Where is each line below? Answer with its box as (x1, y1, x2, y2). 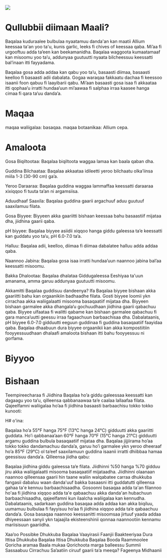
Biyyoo (5, 353, 35, 364)
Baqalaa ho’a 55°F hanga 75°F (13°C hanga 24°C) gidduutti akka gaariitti (5, 427, 154, 433)
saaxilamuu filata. (5, 203, 41, 209)
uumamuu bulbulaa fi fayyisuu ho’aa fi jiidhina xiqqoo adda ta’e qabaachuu (5, 506, 159, 512)
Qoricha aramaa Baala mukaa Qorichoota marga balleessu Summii (5, 542, 141, 548)
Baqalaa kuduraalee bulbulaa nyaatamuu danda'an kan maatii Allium (5, 38, 145, 44)
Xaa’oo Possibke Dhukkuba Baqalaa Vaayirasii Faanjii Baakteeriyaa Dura (5, 531, 153, 537)
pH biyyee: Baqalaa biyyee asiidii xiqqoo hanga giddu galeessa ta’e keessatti (5, 227, 163, 234)
